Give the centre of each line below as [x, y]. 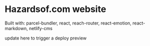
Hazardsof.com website [55, 9]
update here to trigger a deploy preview [46, 38]
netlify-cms [41, 28]
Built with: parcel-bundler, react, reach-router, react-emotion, [68, 23]
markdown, [16, 28]
